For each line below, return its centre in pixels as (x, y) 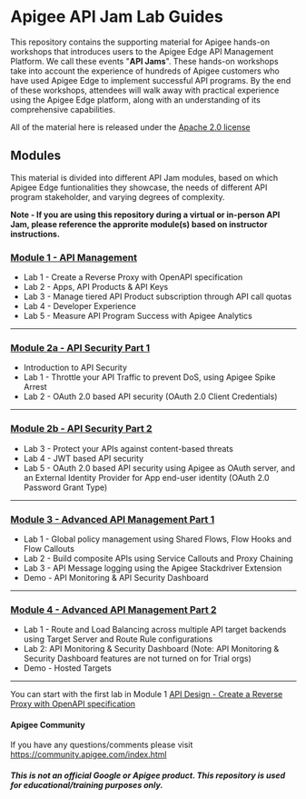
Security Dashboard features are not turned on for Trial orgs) (138, 659)
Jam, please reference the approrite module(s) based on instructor (139, 224)
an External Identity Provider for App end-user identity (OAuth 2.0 (147, 477)
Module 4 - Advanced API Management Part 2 (114, 609)
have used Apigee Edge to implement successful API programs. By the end (151, 80)
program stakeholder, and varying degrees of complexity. (118, 196)
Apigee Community (48, 724)
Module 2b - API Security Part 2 (81, 429)
